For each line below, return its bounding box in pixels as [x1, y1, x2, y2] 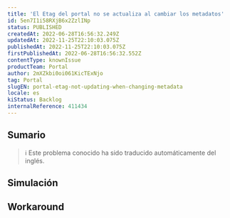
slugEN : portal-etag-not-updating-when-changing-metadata [7, 83, 183, 90]
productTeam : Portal [7, 63, 69, 70]
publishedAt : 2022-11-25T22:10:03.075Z [7, 43, 126, 50]
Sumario [7, 129, 46, 141]
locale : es [7, 89, 40, 97]
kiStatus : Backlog [7, 97, 62, 104]
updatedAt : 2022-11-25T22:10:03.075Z [7, 37, 120, 44]
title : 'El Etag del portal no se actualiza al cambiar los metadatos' [7, 10, 224, 18]
